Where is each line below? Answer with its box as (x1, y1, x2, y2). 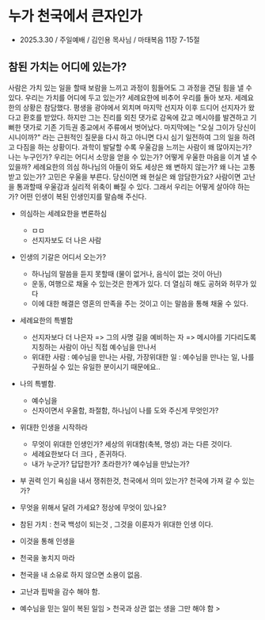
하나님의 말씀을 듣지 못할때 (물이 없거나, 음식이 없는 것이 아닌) (31, 268, 223, 278)
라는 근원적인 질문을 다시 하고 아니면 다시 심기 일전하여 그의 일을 (42, 132, 241, 142)
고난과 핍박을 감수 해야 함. (19, 587, 100, 596)
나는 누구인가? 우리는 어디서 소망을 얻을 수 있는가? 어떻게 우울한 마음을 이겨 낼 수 (8, 152, 258, 162)
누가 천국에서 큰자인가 (8, 7, 142, 25)
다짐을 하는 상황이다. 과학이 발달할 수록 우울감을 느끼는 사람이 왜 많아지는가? (16, 142, 252, 151)
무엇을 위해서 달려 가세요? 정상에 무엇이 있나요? (19, 502, 167, 512)
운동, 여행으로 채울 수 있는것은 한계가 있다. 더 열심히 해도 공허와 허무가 (31, 279, 249, 288)
